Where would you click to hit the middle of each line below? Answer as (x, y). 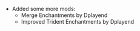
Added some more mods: (44, 9)
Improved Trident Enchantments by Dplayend (78, 22)
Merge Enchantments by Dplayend (64, 15)
